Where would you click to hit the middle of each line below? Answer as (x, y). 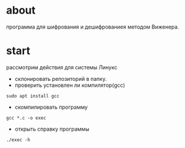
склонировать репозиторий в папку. (60, 78)
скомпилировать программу (51, 107)
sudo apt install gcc (33, 96)
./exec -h (18, 140)
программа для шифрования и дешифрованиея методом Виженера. (93, 27)
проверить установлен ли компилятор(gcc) (70, 85)
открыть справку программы (52, 129)
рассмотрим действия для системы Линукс (62, 67)
